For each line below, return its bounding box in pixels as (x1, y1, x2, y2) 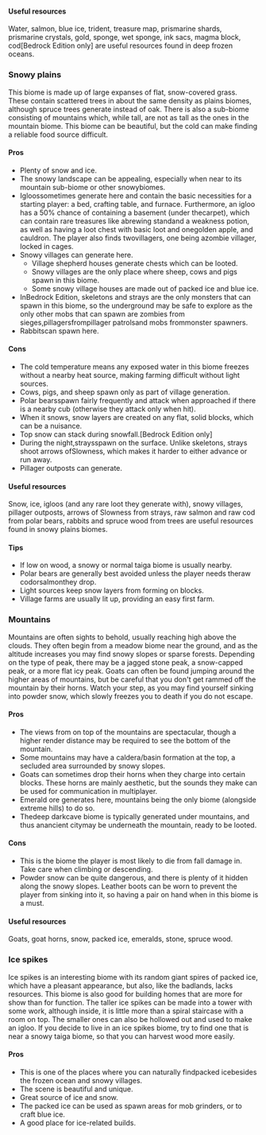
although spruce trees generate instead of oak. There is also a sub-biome (8, 104, 249, 114)
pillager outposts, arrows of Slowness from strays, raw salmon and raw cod (8, 507, 256, 517)
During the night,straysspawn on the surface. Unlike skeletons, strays (19, 437, 248, 447)
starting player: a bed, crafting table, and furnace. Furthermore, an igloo (19, 199, 256, 208)
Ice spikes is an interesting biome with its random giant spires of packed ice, (8, 972, 258, 981)
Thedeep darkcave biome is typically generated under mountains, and (19, 811, 250, 821)
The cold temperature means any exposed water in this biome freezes (19, 362, 249, 371)
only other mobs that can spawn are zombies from (19, 309, 185, 318)
